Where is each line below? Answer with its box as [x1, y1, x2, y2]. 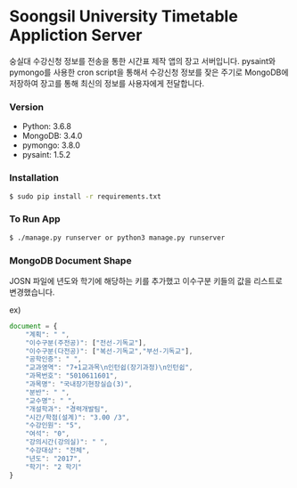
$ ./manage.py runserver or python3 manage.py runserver [9, 233, 226, 242]
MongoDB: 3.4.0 [21, 131, 83, 142]
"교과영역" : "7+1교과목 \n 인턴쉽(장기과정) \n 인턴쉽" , [25, 363, 194, 372]
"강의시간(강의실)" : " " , [25, 438, 109, 447]
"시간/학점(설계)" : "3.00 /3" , [25, 412, 131, 422]
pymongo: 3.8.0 [21, 140, 80, 150]
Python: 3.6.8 [21, 121, 71, 132]
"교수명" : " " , [25, 396, 76, 405]
